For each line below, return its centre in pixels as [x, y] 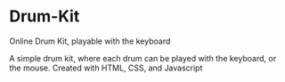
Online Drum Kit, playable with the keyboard [90, 41]
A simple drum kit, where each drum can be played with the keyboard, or [143, 58]
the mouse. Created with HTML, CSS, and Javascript [106, 68]
